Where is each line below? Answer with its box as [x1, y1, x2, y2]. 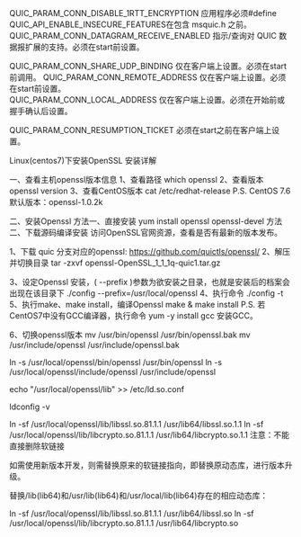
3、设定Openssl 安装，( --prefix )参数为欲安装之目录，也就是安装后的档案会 [9, 277, 290, 287]
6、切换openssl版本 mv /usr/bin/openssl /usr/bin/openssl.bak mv [9, 329, 251, 340]
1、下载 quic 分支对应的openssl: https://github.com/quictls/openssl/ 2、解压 [9, 246, 291, 256]
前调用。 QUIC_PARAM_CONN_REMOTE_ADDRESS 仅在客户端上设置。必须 [9, 72, 287, 83]
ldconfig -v [9, 401, 51, 412]
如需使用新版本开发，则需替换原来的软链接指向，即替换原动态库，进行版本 [9, 460, 285, 470]
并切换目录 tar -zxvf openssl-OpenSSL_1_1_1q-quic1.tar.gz [9, 257, 221, 268]
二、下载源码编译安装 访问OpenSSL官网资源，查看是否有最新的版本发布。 [9, 228, 283, 237]
